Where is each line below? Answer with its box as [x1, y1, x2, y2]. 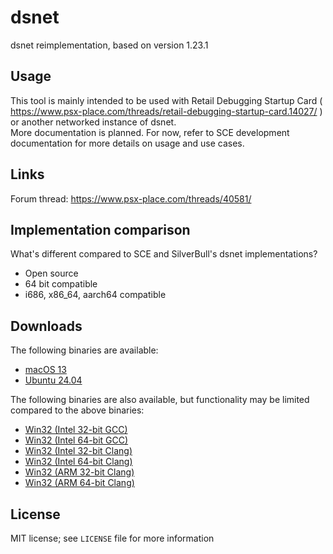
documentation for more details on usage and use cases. [10, 137, 245, 149]
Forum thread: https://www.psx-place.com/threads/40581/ [10, 192, 252, 205]
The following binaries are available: [10, 344, 159, 356]
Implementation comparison [10, 221, 191, 238]
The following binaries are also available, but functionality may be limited [10, 394, 310, 406]
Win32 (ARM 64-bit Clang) [24, 477, 135, 489]
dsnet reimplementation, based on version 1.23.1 [10, 39, 209, 51]
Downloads [10, 317, 83, 335]
